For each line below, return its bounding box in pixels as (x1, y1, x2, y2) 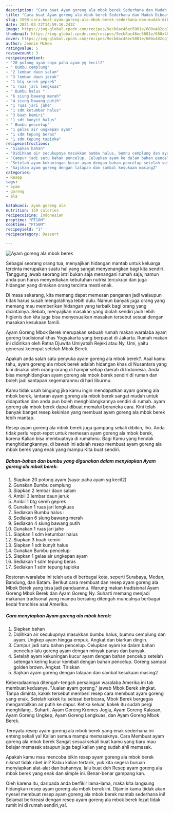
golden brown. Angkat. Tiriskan (13, 664, 80, 670)
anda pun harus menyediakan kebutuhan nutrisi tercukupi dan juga (6, 276, 147, 282)
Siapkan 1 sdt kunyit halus (13, 542, 68, 548)
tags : (6, 179, 17, 185)
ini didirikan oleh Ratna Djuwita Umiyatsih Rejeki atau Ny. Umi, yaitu (6, 340, 148, 346)
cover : (6, 36, 20, 42)
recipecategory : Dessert (6, 232, 59, 237)
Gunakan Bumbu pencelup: (13, 547, 71, 554)
